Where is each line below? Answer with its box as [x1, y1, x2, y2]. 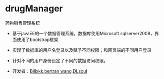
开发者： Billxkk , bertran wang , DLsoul [12, 68, 88, 74]
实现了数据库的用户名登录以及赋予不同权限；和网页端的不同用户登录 [12, 47, 152, 53]
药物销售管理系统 [5, 20, 40, 26]
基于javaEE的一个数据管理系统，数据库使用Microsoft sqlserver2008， [12, 30, 155, 36]
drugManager [5, 3, 63, 14]
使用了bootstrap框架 [16, 37, 58, 42]
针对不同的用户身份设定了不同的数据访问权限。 [12, 57, 108, 63]
